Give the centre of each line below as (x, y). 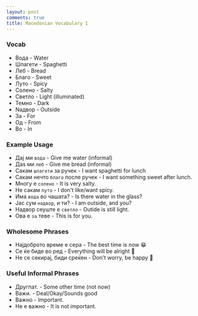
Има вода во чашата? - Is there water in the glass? (79, 196)
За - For (25, 115)
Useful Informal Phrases (43, 273)
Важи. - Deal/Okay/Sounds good (56, 293)
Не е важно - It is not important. (56, 306)
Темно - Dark (32, 103)
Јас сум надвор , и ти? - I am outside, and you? (73, 203)
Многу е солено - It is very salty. (55, 184)
